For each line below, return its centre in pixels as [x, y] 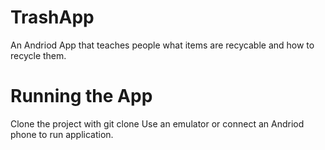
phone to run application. [62, 134]
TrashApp [52, 17]
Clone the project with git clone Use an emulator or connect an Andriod [157, 123]
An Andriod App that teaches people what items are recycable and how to [162, 45]
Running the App [81, 96]
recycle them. [38, 55]
